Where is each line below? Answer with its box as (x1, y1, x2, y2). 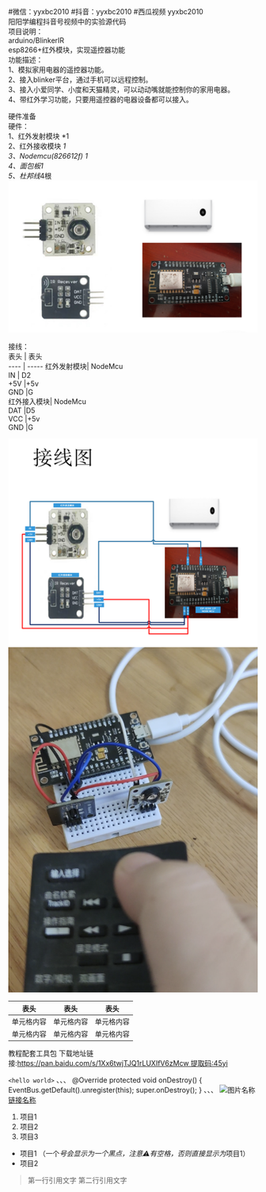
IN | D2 (8, 371, 32, 380)
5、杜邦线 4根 (8, 171, 52, 180)
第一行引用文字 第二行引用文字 (27, 1175, 127, 1185)
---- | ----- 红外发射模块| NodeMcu (8, 362, 123, 371)
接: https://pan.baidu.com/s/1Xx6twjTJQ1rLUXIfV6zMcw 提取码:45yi (8, 1058, 228, 1067)
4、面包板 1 (8, 161, 44, 171)
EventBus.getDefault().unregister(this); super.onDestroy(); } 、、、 (8, 1085, 218, 1094)
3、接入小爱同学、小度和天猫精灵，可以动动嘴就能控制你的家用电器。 (8, 85, 235, 94)
